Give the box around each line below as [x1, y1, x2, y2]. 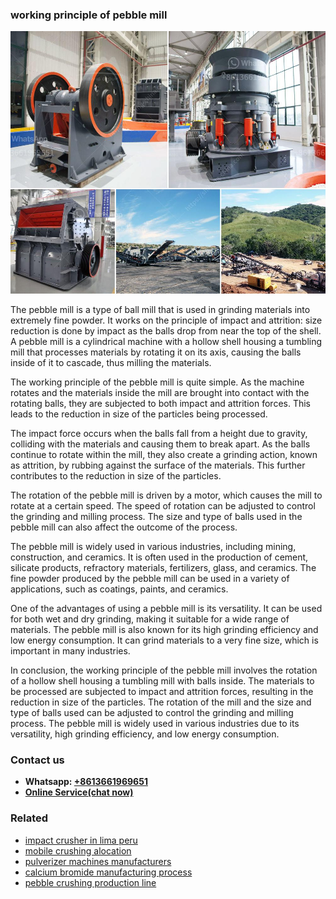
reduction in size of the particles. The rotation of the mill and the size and [10, 696, 312, 708]
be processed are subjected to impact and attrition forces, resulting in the [10, 685, 314, 697]
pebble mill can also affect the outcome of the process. [10, 521, 238, 533]
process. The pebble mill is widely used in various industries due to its [10, 717, 300, 729]
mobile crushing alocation [24, 844, 132, 857]
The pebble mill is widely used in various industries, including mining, [10, 540, 297, 552]
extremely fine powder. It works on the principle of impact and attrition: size [10, 314, 323, 326]
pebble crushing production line [24, 876, 157, 888]
